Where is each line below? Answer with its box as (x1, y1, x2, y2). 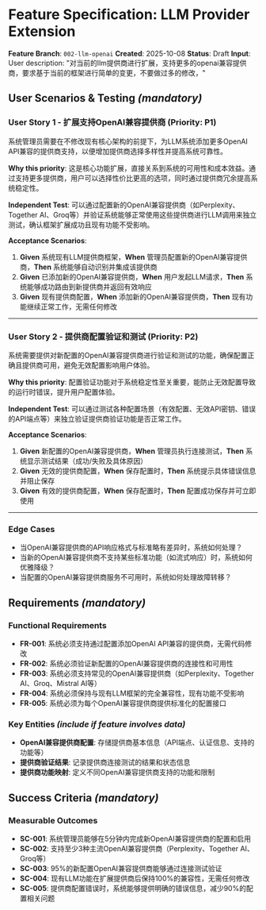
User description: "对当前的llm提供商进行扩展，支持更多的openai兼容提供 (8, 58, 247, 67)
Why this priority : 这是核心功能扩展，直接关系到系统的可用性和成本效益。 (8, 163, 249, 172)
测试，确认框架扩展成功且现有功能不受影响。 (8, 220, 154, 229)
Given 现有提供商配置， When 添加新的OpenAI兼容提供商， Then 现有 (19, 291, 246, 301)
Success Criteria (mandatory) (8, 791, 159, 804)
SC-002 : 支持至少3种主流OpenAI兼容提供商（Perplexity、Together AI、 (19, 843, 255, 853)
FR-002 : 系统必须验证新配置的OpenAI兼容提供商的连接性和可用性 (19, 658, 234, 668)
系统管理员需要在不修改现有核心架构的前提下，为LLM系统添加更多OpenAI (8, 137, 248, 146)
